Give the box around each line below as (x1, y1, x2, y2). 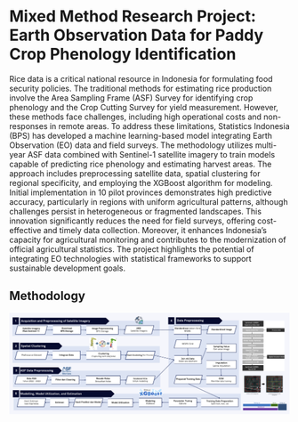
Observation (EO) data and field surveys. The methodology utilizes (9, 140, 254, 150)
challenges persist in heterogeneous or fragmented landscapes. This (9, 206, 262, 216)
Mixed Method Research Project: (9, 6, 256, 27)
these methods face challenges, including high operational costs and (9, 111, 262, 122)
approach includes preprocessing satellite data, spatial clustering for (9, 167, 261, 179)
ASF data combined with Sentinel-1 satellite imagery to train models (27, 149, 276, 159)
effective (9, 224, 42, 235)
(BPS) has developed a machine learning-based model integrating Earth (9, 130, 273, 141)
